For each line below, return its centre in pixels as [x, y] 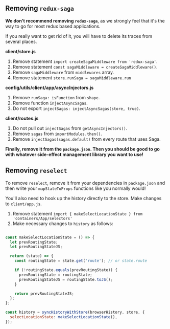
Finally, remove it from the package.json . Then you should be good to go [82, 149]
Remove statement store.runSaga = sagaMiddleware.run [72, 78]
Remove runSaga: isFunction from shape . [56, 97]
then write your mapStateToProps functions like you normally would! [76, 188]
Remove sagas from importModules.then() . [57, 134]
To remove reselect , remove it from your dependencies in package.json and [85, 183]
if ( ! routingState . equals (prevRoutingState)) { [66, 270]
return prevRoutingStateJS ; [44, 294]
